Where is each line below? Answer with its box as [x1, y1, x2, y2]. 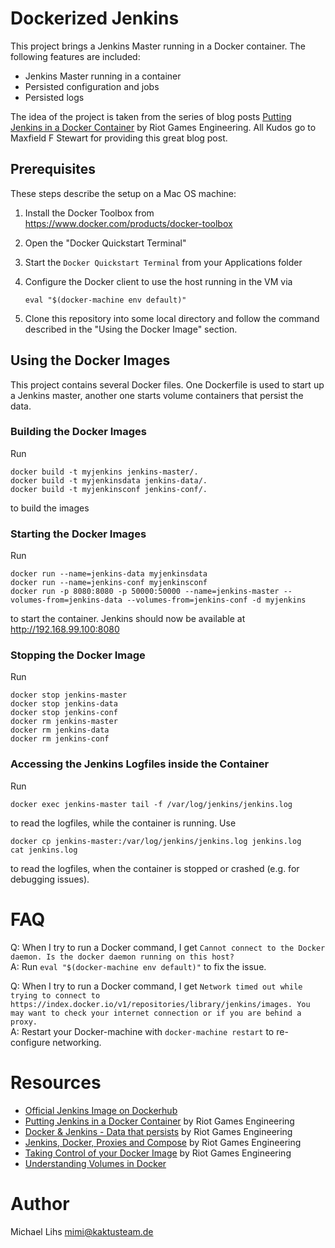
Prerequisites [10, 161, 96, 178]
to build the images [10, 502, 90, 514]
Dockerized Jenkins [10, 7, 180, 30]
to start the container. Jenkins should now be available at [10, 613, 246, 625]
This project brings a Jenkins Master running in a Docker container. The [10, 40, 307, 52]
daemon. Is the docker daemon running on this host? [10, 952, 235, 962]
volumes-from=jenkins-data [10, 595, 123, 606]
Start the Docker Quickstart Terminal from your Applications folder [24, 256, 303, 268]
